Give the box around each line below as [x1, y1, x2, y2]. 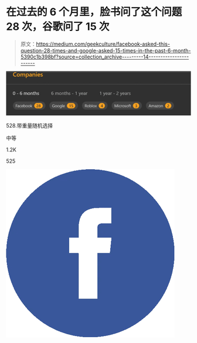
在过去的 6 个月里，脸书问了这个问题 [6, 5, 182, 19]
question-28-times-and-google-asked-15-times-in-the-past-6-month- [20, 47, 191, 54]
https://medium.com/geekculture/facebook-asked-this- [36, 40, 170, 47]
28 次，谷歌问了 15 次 [6, 20, 110, 33]
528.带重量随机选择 [6, 122, 53, 129]
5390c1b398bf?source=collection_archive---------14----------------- [20, 53, 189, 60]
